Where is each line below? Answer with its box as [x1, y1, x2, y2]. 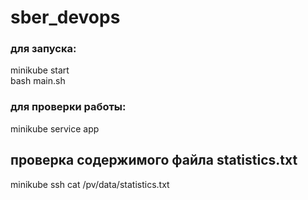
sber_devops [10, 6, 121, 29]
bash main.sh [10, 75, 66, 87]
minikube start [10, 64, 70, 76]
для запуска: [10, 42, 77, 56]
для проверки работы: [10, 100, 127, 114]
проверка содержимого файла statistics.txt [10, 152, 298, 169]
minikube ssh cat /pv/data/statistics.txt [10, 178, 170, 190]
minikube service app [10, 122, 100, 135]
